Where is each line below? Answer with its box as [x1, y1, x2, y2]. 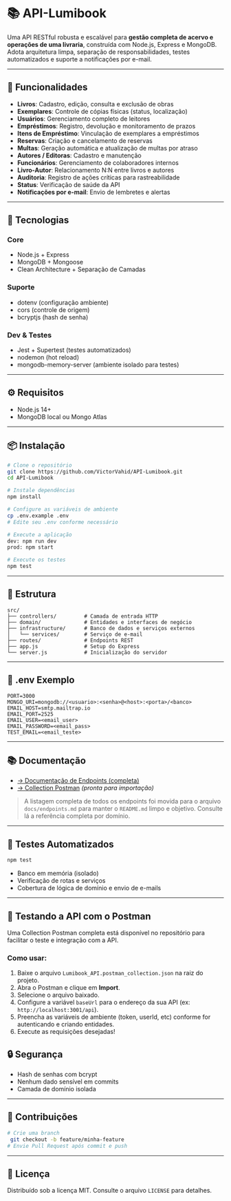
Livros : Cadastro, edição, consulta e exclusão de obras [16, 99, 174, 108]
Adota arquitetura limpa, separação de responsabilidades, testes [7, 48, 190, 56]
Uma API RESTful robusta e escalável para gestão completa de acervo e [7, 32, 214, 41]
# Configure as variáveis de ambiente [7, 506, 118, 513]
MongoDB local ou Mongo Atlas [16, 412, 107, 421]
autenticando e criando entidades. [16, 1020, 115, 1028]
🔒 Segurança [7, 1048, 63, 1060]
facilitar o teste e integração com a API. [7, 936, 119, 944]
